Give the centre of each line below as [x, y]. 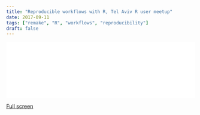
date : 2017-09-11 [28, 17]
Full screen [20, 106]
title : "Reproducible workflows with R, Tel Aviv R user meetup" [89, 12]
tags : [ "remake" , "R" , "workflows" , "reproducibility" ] [77, 23]
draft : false [22, 28]
